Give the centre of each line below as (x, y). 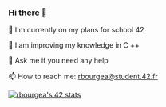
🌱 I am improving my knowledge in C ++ (74, 45)
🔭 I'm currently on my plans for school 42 (76, 30)
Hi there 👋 (28, 13)
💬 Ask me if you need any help (59, 61)
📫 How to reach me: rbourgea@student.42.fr (83, 76)
